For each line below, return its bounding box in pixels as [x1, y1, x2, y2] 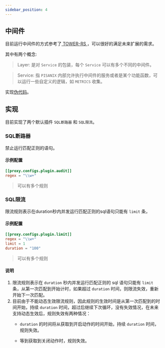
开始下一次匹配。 [12, 292, 48, 298]
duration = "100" [5, 246, 41, 250]
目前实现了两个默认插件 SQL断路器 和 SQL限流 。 [5, 119, 98, 125]
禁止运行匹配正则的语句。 [5, 145, 57, 151]
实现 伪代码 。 [5, 89, 31, 95]
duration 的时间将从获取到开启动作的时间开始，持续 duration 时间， [19, 321, 159, 327]
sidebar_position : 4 [5, 7, 48, 12]
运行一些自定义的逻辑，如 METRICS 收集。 [21, 79, 105, 85]
